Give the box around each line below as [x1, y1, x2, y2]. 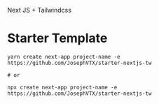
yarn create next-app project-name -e [7, 53, 120, 60]
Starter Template [7, 31, 108, 46]
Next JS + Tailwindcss [7, 6, 72, 14]
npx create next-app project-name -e [7, 84, 118, 91]
